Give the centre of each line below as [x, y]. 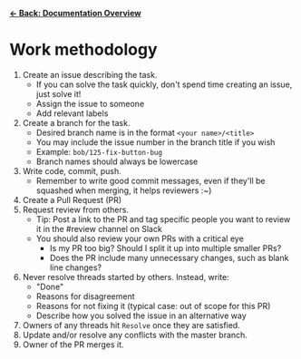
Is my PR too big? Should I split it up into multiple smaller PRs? [165, 247]
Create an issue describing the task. [90, 74]
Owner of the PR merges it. [73, 344]
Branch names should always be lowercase [117, 161]
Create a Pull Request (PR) [72, 199]
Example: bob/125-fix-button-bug [99, 151]
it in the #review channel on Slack [99, 228]
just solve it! [58, 93]
